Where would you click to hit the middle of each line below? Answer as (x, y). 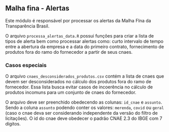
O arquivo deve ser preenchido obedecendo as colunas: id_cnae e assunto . (84, 102)
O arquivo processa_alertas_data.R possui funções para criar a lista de (79, 36)
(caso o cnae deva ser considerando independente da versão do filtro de (82, 113)
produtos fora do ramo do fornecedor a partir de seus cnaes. (69, 52)
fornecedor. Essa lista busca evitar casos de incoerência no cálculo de (79, 87)
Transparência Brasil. (27, 26)
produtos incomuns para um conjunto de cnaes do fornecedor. (71, 92)
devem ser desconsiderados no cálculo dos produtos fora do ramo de (78, 82)
